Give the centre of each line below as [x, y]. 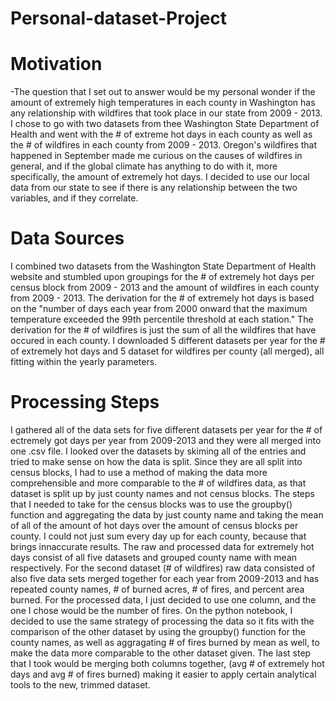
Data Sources [67, 238]
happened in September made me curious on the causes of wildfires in [156, 156]
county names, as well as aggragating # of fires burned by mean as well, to [165, 642]
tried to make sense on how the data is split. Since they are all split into [156, 461]
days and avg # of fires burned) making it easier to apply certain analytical [163, 674]
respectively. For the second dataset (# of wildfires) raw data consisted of [163, 568]
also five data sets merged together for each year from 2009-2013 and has [165, 578]
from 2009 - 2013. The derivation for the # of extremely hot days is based [162, 298]
